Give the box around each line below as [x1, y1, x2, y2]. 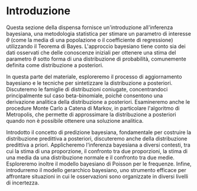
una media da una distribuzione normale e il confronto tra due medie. [6, 154, 175, 161]
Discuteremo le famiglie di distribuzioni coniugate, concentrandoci [6, 85, 168, 93]
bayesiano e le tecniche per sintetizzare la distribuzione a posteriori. [6, 79, 173, 87]
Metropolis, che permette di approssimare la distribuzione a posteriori [6, 111, 176, 118]
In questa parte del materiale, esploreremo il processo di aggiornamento [6, 73, 182, 80]
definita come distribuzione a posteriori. [6, 61, 104, 69]
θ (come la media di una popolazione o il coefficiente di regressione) [6, 36, 173, 43]
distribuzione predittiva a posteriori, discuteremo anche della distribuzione [6, 135, 188, 142]
